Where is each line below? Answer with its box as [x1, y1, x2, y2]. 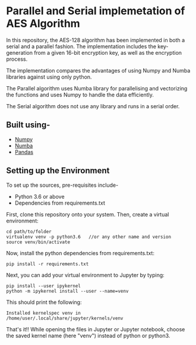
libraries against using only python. [6, 73, 92, 80]
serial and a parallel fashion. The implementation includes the [6, 43, 156, 50]
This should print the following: [6, 299, 82, 306]
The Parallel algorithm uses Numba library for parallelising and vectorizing [6, 84, 188, 92]
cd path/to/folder [6, 228, 52, 234]
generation [6, 49, 33, 56]
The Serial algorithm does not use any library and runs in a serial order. [6, 102, 180, 109]
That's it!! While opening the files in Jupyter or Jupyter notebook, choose [6, 325, 185, 333]
